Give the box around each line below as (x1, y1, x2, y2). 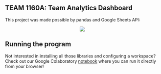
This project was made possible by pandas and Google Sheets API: (5, 17, 140, 22)
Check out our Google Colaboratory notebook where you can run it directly (5, 58, 157, 64)
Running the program (5, 40, 71, 48)
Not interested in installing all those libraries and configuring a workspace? (5, 53, 156, 59)
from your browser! (5, 63, 44, 69)
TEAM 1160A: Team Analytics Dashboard (5, 4, 133, 12)
